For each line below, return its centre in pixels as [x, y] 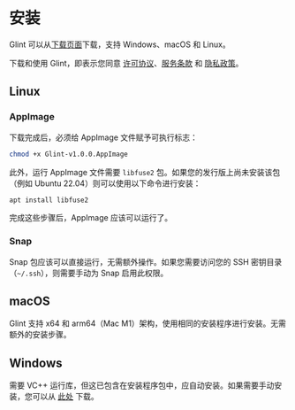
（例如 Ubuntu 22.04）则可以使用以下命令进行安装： [105, 183]
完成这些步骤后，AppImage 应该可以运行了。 [91, 218]
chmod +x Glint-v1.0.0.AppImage [68, 154]
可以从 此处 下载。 [65, 397]
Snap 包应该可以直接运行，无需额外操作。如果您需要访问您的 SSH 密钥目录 [146, 261]
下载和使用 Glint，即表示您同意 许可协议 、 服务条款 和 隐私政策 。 [126, 63]
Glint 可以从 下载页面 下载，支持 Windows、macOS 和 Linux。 [120, 44]
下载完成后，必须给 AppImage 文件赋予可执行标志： [104, 137]
